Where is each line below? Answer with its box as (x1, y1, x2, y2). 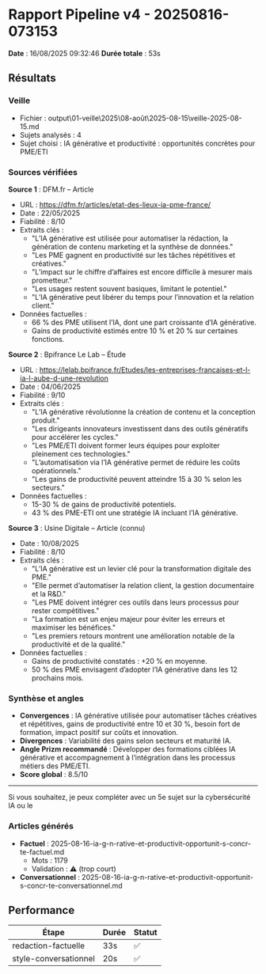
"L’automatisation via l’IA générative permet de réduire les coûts (31, 457, 241, 467)
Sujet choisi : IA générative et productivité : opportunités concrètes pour (19, 138, 256, 148)
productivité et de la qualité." (31, 639, 126, 649)
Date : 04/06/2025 (19, 381, 81, 391)
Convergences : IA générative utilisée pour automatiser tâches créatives (19, 711, 257, 721)
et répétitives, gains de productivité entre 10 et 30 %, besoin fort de (19, 719, 241, 729)
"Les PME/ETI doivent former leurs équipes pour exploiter (31, 441, 220, 450)
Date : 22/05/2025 (19, 208, 81, 218)
